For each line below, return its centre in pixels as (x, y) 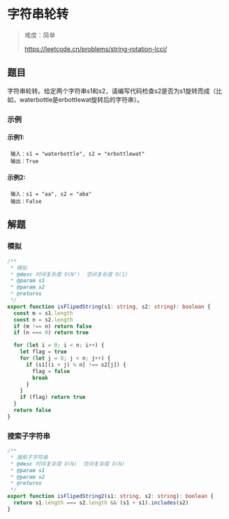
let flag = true (44, 352)
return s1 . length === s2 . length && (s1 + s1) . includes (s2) (101, 503)
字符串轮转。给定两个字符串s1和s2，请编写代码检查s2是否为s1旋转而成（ (112, 91)
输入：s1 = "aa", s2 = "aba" (51, 194)
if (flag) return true (53, 397)
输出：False (26, 202)
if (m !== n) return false (53, 326)
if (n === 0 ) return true (51, 332)
